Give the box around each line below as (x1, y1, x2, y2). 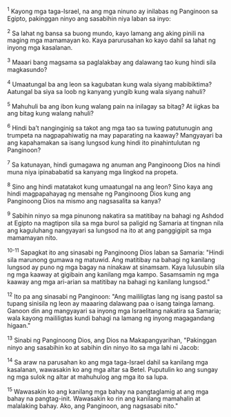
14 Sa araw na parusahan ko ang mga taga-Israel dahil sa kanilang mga (7, 356, 208, 366)
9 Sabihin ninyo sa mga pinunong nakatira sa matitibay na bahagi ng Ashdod (7, 210, 224, 220)
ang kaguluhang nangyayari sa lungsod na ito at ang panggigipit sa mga (7, 226, 212, 234)
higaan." (7, 322, 31, 330)
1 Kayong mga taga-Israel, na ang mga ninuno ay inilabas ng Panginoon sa (7, 6, 219, 15)
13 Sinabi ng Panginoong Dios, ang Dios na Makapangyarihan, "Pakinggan (7, 335, 217, 344)
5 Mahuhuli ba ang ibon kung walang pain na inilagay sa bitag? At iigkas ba (7, 100, 219, 110)
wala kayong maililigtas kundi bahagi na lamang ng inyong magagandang (7, 314, 215, 322)
